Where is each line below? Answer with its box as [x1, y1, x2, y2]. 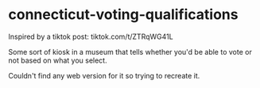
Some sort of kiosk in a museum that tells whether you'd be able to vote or [8, 47, 252, 56]
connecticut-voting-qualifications [8, 6, 239, 24]
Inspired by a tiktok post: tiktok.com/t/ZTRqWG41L [8, 32, 173, 41]
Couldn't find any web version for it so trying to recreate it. [8, 71, 200, 80]
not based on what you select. [8, 55, 107, 65]
